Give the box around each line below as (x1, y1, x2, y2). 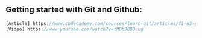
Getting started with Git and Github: (5, 5, 142, 15)
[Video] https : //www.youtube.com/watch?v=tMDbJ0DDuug (5, 26, 144, 32)
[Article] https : (5, 20, 49, 26)
